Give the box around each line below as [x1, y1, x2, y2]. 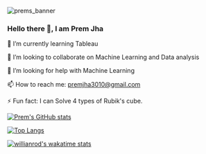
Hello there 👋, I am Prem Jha [7, 24, 104, 33]
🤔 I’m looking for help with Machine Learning [7, 67, 135, 75]
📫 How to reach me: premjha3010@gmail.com [7, 80, 141, 89]
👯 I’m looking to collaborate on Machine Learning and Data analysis [7, 53, 200, 62]
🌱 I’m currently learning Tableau [7, 40, 98, 48]
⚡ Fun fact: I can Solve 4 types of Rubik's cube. [7, 97, 143, 105]
